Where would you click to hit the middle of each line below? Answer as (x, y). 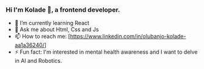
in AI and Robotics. (38, 61)
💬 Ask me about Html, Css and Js (56, 29)
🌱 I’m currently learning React (52, 23)
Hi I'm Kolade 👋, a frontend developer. (63, 10)
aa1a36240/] (31, 45)
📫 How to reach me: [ (42, 37)
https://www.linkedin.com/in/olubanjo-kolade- (128, 37)
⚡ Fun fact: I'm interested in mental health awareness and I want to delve (106, 52)
